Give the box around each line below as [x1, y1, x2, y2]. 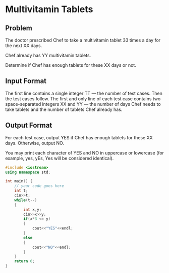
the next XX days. [5, 43, 42, 49]
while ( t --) [14, 198, 37, 203]
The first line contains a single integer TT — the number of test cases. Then [5, 90, 162, 96]
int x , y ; [23, 207, 42, 212]
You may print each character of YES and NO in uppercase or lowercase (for [5, 149, 164, 155]
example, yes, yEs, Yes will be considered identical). [5, 155, 114, 161]
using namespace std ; [5, 170, 51, 175]
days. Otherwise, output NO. [5, 140, 65, 146]
